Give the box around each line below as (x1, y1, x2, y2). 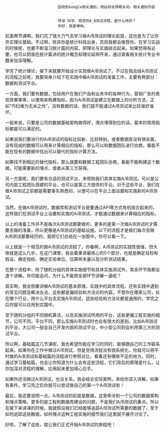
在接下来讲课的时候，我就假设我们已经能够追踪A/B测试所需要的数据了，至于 (5, 405, 159, 411)
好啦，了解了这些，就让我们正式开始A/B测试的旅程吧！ (5, 422, 116, 427)
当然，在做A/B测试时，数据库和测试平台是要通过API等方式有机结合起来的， (5, 205, 157, 210)
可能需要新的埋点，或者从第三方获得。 (13, 165, 91, 171)
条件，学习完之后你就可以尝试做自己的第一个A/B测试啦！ (9, 382, 125, 388)
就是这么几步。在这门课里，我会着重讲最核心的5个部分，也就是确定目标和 (9, 250, 159, 256)
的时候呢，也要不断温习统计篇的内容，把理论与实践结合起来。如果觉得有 (5, 45, 151, 51)
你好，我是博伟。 (57, 24, 87, 29)
